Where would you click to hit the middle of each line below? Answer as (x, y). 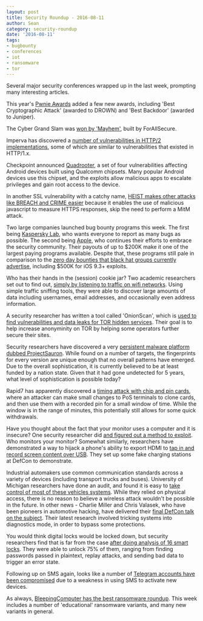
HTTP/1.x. (18, 153)
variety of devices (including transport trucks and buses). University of (95, 479)
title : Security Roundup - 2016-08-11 (55, 18)
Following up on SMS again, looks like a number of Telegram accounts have (101, 574)
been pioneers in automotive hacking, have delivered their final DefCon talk (100, 512)
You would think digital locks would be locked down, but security (87, 536)
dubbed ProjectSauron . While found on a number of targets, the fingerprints (101, 353)
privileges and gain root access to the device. (63, 185)
